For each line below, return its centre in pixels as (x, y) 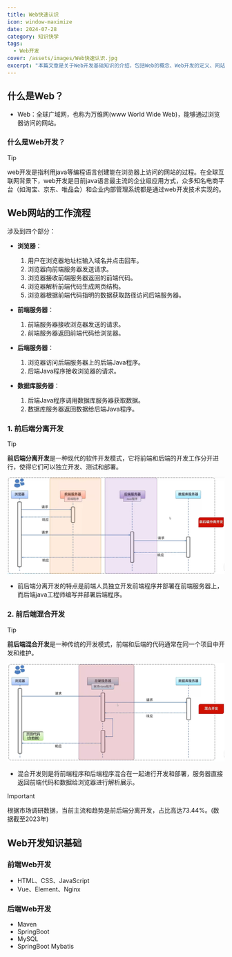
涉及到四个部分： (31, 231)
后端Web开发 (29, 909)
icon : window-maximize (40, 22)
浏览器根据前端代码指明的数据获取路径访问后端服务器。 (106, 295)
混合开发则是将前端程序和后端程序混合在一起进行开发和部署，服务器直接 (120, 774)
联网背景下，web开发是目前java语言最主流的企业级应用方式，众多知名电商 (113, 180)
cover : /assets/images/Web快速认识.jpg (62, 59)
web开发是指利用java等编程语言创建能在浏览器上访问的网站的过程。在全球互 (116, 172)
